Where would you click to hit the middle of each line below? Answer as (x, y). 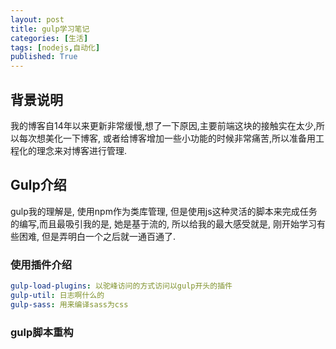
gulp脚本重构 (42, 332)
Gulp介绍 (38, 185)
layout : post (37, 19)
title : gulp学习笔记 (50, 29)
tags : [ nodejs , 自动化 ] (55, 47)
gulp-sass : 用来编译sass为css (69, 304)
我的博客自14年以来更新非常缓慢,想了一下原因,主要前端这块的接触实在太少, (163, 125)
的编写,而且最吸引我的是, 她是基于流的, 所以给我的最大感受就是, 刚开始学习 (163, 223)
